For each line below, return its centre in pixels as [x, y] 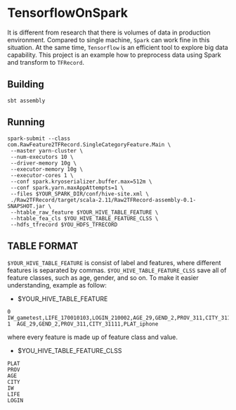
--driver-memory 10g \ [44, 163]
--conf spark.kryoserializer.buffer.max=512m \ [81, 181]
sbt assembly [26, 101]
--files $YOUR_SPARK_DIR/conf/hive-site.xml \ [80, 194]
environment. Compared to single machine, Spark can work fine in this [109, 39]
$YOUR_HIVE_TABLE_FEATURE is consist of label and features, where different [114, 263]
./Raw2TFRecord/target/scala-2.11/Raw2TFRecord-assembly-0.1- [103, 200]
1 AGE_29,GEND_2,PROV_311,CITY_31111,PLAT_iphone [83, 324]
